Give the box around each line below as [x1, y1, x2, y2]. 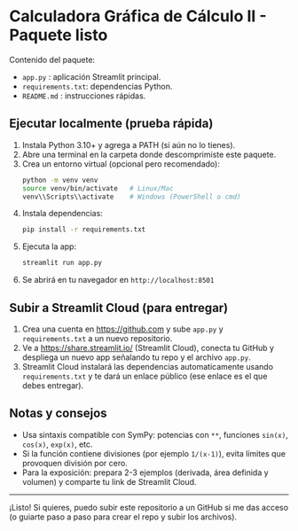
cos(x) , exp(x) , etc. [21, 439, 93, 449]
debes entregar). [21, 379, 84, 391]
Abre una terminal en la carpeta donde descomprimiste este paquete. [21, 149, 277, 160]
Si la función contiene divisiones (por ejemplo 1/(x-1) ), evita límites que [21, 448, 286, 458]
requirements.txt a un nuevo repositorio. [21, 332, 173, 343]
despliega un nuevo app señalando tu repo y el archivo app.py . [21, 352, 251, 363]
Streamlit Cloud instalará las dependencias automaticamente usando [21, 361, 273, 371]
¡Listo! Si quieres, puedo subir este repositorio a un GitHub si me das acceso [9, 502, 289, 512]
